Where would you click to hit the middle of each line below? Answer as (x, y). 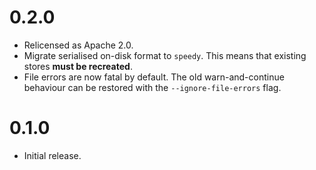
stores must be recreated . (78, 66)
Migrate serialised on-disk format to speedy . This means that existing (165, 55)
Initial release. (52, 155)
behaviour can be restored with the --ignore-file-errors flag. (152, 87)
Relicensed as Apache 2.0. (78, 45)
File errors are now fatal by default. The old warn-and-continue (154, 77)
